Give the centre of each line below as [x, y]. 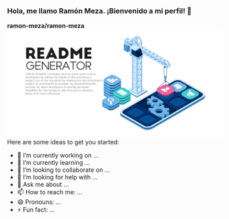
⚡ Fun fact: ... [36, 210]
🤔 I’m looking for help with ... [57, 177]
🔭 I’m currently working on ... [58, 155]
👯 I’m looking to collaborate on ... [63, 170]
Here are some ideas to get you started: [63, 142]
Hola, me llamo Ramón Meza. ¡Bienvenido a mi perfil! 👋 [99, 11]
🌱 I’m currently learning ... [53, 163]
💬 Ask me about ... [43, 185]
